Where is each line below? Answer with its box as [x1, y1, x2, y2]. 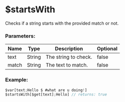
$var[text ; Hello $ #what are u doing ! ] [5, 88, 87, 93]
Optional [97, 45, 118, 52]
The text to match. [45, 62, 88, 68]
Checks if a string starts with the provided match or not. [5, 20, 119, 26]
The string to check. [45, 54, 92, 61]
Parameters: [5, 33, 36, 39]
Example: [5, 76, 28, 83]
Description [55, 45, 83, 52]
